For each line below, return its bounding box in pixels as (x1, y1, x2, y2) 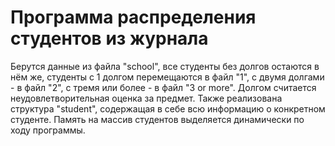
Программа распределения (10, 6, 257, 29)
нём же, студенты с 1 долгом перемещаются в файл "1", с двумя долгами (10, 71, 325, 83)
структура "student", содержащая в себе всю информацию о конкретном (10, 102, 326, 115)
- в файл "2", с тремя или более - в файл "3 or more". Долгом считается (10, 81, 317, 93)
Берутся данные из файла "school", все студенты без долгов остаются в (10, 60, 320, 72)
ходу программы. (10, 124, 86, 136)
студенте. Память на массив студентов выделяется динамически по (10, 113, 305, 125)
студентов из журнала (10, 27, 209, 50)
